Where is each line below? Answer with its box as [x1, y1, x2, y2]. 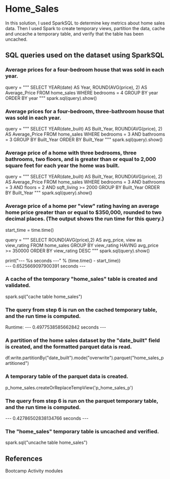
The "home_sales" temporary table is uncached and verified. [5, 428, 159, 435]
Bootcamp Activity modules [5, 468, 63, 474]
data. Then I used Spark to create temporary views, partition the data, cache [5, 25, 165, 31]
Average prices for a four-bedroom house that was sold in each [5, 66, 164, 73]
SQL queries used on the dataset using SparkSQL [5, 51, 164, 60]
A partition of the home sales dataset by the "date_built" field [5, 337, 160, 344]
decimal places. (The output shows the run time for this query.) [5, 215, 164, 222]
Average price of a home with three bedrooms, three [5, 149, 137, 156]
